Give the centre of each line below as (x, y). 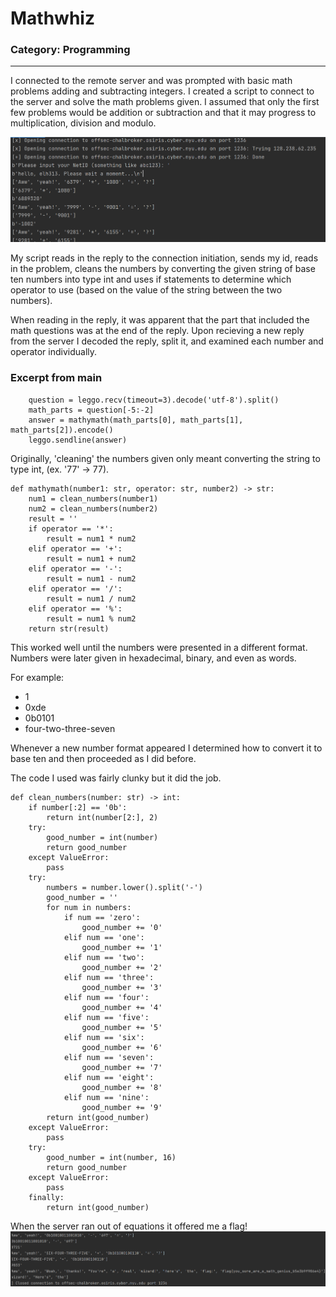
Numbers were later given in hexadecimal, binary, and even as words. (153, 658)
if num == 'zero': (102, 917)
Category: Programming (70, 50)
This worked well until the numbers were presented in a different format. (159, 647)
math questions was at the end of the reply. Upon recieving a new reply (157, 331)
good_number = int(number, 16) (111, 1157)
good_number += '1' (122, 947)
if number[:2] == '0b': (78, 807)
